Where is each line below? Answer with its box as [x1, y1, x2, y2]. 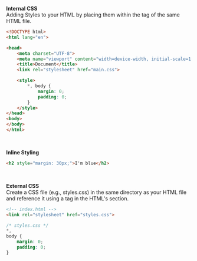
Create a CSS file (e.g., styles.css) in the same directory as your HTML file [6, 189, 187, 196]
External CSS [6, 182, 40, 189]
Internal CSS [6, 5, 38, 12]
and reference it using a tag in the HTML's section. [6, 194, 129, 202]
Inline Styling [6, 148, 40, 156]
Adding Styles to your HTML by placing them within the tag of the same [6, 11, 180, 18]
